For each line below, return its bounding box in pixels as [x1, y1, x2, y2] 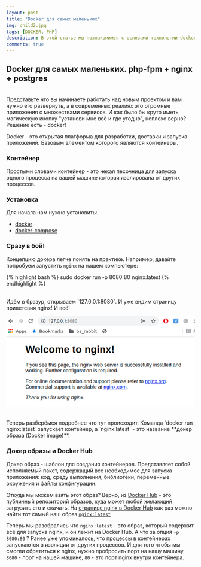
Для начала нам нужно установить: [6, 209, 98, 216]
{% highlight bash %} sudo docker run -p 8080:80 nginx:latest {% [6, 273, 169, 281]
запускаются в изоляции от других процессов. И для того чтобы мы [6, 541, 181, 548]
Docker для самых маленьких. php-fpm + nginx [6, 64, 193, 74]
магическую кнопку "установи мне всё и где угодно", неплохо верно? [6, 114, 187, 122]
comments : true [6, 41, 44, 47]
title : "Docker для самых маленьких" [6, 16, 100, 22]
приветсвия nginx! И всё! [6, 304, 71, 311]
